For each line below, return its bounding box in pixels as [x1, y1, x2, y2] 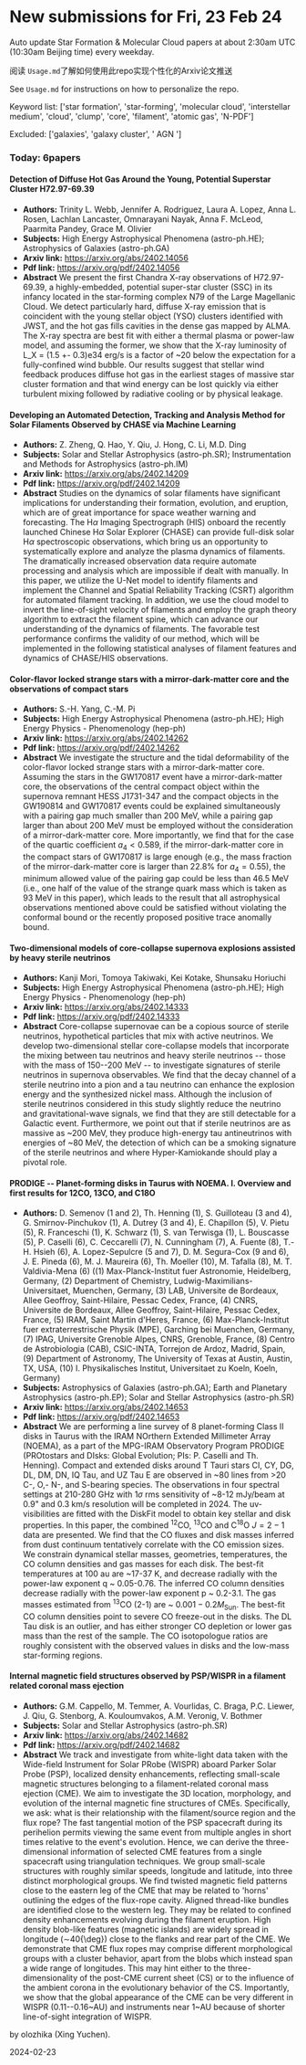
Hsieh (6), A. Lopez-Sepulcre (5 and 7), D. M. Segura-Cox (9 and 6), [33, 1247, 290, 1258]
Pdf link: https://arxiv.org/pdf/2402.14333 [22, 1011, 180, 1022]
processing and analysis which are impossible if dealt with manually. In [22, 565, 289, 576]
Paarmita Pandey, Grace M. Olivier [22, 224, 152, 235]
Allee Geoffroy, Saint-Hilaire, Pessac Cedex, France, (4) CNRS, [22, 1295, 258, 1306]
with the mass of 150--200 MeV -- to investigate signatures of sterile [22, 1059, 280, 1070]
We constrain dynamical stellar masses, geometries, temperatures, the [22, 1549, 288, 1560]
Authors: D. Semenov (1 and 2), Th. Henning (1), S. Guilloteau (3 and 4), [22, 1207, 292, 1218]
